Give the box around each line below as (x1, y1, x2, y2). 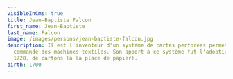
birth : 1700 (7, 61, 42, 68)
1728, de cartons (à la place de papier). (13, 55, 138, 62)
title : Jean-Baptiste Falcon (7, 16, 92, 23)
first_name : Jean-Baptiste (7, 23, 85, 30)
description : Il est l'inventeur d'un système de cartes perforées (7, 42, 207, 49)
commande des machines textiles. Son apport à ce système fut (13, 49, 197, 56)
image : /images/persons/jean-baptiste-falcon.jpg (7, 36, 154, 43)
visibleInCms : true (7, 10, 64, 17)
